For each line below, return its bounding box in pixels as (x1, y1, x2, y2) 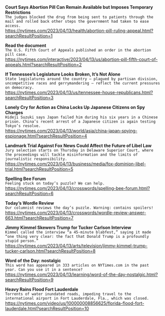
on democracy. (5, 85, 35, 90)
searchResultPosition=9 (5, 277, 54, 282)
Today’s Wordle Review (5, 200, 54, 206)
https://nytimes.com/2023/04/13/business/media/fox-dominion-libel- (5, 161, 146, 167)
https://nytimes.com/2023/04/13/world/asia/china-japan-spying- (5, 128, 137, 134)
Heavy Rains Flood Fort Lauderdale (5, 286, 79, 292)
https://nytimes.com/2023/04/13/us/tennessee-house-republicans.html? (5, 90, 153, 95)
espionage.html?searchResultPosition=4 (5, 133, 87, 139)
